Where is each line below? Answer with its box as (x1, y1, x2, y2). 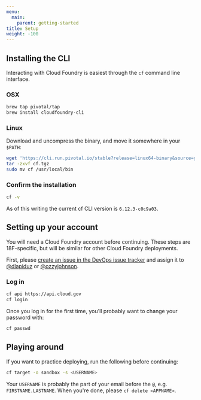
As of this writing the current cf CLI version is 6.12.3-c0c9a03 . (6, 205, 159, 213)
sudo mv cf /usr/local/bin (6, 166, 74, 172)
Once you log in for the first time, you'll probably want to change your (6, 307, 178, 314)
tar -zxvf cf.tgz (6, 161, 50, 167)
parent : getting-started (17, 20, 79, 26)
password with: (6, 314, 44, 321)
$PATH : (6, 144, 22, 151)
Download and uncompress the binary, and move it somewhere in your (6, 137, 181, 144)
